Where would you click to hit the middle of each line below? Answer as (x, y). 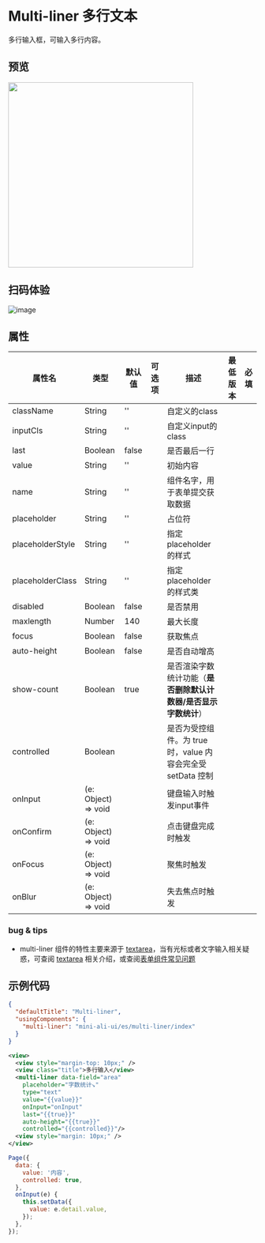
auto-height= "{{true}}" (62, 1122)
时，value (185, 752)
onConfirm (32, 832)
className (33, 411)
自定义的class (192, 412)
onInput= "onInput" (52, 1107)
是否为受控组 (190, 729)
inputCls (28, 431)
